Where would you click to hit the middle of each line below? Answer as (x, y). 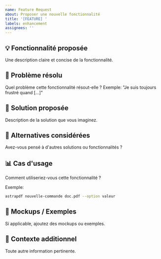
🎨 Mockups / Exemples (41, 212)
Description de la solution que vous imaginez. (51, 120)
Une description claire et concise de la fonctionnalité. (59, 60)
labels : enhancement (26, 23)
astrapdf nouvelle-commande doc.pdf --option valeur (60, 196)
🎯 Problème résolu (34, 75)
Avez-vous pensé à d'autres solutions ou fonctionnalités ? (64, 147)
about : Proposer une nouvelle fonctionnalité (52, 14)
